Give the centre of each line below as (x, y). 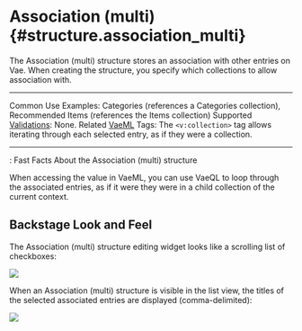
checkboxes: (33, 256)
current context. (39, 196)
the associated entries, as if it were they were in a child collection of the (142, 187)
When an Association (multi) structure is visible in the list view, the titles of (147, 291)
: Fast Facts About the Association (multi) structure (103, 160)
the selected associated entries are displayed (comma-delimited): (131, 300)
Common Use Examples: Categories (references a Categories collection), (145, 105)
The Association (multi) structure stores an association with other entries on (150, 60)
